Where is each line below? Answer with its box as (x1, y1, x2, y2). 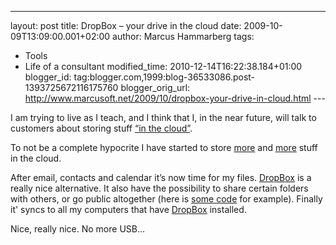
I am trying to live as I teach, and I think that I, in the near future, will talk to (10, 112, 317, 123)
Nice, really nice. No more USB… (10, 223, 146, 235)
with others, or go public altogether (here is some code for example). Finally (10, 193, 323, 205)
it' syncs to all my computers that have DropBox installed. (10, 204, 247, 215)
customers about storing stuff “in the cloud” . (10, 122, 193, 134)
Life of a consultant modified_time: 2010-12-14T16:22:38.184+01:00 (24, 61, 303, 72)
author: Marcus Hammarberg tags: (112, 31, 255, 42)
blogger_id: (24, 71, 72, 83)
